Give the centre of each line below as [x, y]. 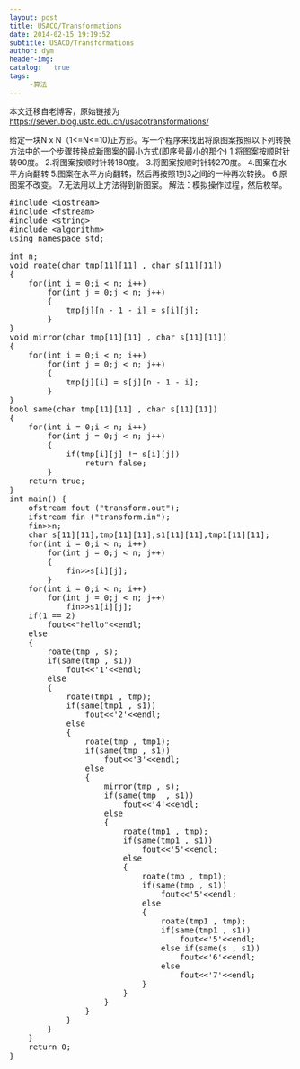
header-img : [31, 59]
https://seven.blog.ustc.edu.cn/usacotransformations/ [109, 121]
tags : [19, 76]
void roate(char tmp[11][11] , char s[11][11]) [116, 265]
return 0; [50, 1047]
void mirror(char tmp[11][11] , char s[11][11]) [118, 337]
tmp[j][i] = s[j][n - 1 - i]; [132, 382]
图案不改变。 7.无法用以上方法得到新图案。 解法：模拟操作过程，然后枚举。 [148, 184]
